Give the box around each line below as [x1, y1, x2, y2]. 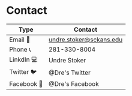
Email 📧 [9, 35, 31, 44]
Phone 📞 [9, 45, 31, 53]
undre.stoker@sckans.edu [49, 35, 123, 44]
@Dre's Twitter [49, 68, 91, 77]
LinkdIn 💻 [9, 55, 38, 64]
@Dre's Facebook [49, 79, 99, 88]
